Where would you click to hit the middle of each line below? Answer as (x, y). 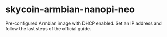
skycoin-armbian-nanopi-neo (70, 9)
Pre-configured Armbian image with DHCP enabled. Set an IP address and (84, 23)
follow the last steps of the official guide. (48, 28)
